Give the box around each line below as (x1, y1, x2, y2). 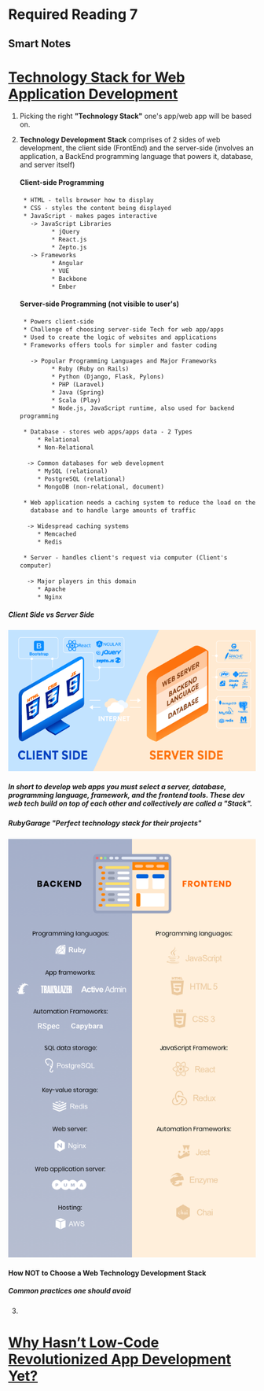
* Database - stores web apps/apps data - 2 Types (23, 427, 192, 436)
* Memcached (37, 529, 77, 538)
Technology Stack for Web (8, 68, 185, 86)
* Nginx (37, 592, 63, 601)
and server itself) (19, 160, 75, 169)
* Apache (37, 585, 66, 593)
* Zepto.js (51, 243, 87, 251)
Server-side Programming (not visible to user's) (19, 299, 179, 308)
